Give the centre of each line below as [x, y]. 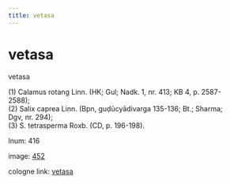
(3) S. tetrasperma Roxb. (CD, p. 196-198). [76, 125]
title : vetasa [32, 15]
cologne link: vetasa [41, 171]
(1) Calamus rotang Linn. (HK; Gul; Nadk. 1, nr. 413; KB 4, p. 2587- [115, 92]
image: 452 [27, 156]
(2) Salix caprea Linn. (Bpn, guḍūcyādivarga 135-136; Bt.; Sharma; [115, 108]
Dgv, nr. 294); [31, 117]
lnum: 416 [24, 141]
